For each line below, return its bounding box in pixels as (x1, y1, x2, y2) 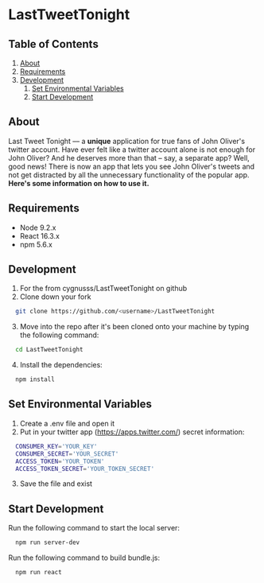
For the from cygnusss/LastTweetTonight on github (19, 284, 188, 293)
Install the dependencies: (19, 360, 103, 370)
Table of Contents (8, 37, 99, 51)
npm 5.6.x (19, 239, 53, 249)
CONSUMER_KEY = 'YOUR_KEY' (15, 442, 98, 450)
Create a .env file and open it (19, 418, 115, 428)
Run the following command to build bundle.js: (8, 553, 161, 562)
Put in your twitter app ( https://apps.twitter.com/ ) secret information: (19, 427, 245, 437)
